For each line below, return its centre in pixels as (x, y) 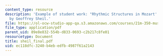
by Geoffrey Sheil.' (30, 19)
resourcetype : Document (29, 37)
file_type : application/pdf (33, 28)
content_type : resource (29, 9)
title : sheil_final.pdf (29, 41)
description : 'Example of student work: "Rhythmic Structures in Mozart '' (82, 14)
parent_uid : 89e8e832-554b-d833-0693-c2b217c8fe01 (57, 32)
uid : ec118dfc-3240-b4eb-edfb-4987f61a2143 (50, 46)
